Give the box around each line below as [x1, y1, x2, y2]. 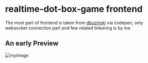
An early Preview [5, 39, 59, 48]
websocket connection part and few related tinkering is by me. [5, 25, 132, 31]
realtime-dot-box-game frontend [5, 3, 143, 15]
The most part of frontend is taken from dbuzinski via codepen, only [5, 20, 144, 26]
